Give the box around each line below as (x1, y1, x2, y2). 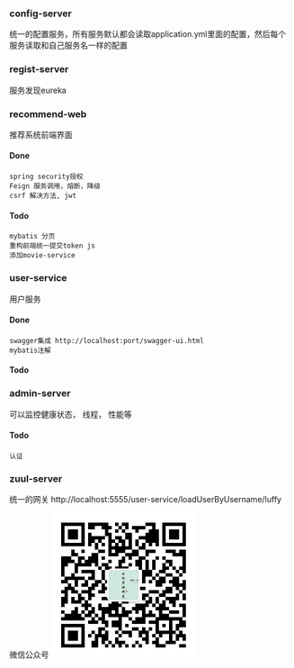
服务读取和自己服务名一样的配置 (9, 40, 128, 51)
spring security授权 (9, 172, 84, 182)
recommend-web (9, 107, 87, 120)
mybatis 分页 (9, 232, 56, 241)
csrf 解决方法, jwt (9, 192, 77, 201)
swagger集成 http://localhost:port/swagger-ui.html (9, 336, 204, 345)
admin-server (9, 387, 71, 400)
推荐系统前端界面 (9, 129, 73, 140)
